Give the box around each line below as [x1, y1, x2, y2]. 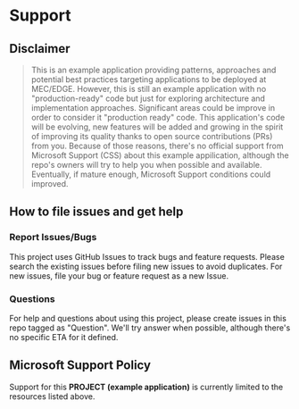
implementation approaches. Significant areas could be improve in [30, 103, 275, 113]
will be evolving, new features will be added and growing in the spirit [30, 121, 284, 132]
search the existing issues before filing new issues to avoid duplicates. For [9, 261, 283, 271]
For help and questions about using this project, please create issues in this [9, 313, 287, 323]
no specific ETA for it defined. [9, 331, 119, 342]
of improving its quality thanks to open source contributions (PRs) [30, 131, 273, 141]
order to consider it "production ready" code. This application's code [30, 113, 286, 122]
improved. [30, 179, 69, 188]
